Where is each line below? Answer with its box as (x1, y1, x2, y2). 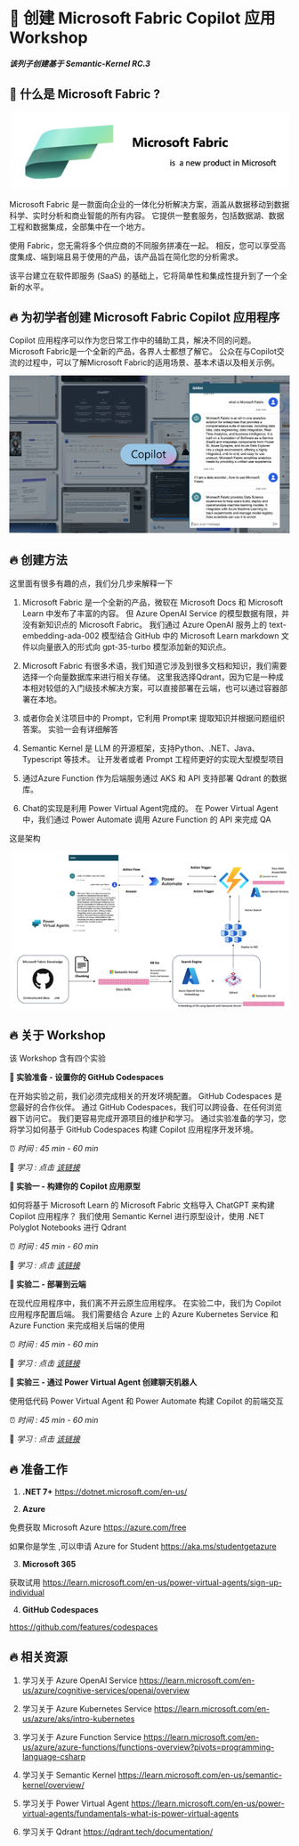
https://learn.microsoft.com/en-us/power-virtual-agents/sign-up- (42, 1577, 282, 1588)
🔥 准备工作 (9, 1462, 69, 1477)
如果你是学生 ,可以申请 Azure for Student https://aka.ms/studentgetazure (9, 1541, 278, 1551)
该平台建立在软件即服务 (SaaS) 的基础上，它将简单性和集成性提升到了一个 (9, 270, 280, 281)
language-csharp (21, 1751, 86, 1761)
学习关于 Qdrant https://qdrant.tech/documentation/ (21, 1826, 214, 1837)
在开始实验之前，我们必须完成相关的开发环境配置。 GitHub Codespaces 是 (9, 1090, 283, 1101)
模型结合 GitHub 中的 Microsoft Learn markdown (101, 630, 279, 641)
